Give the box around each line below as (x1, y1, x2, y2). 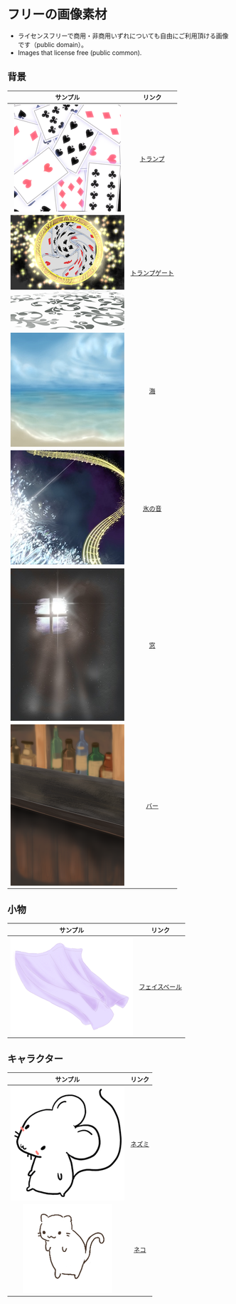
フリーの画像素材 (7, 6, 108, 23)
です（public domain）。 (17, 40, 87, 48)
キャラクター (7, 1052, 64, 1064)
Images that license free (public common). (17, 48, 142, 57)
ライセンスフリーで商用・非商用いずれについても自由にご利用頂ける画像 (17, 31, 229, 40)
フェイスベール (139, 982, 183, 991)
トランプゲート (130, 269, 174, 277)
